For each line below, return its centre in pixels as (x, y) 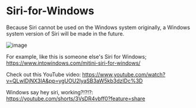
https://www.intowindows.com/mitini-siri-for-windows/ (73, 63)
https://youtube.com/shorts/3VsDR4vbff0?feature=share (76, 99)
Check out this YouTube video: (44, 74)
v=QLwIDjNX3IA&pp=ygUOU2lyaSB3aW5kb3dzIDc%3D (75, 81)
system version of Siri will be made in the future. (65, 33)
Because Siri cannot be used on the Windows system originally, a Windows (98, 27)
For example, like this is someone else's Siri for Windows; (76, 56)
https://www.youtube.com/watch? (124, 74)
